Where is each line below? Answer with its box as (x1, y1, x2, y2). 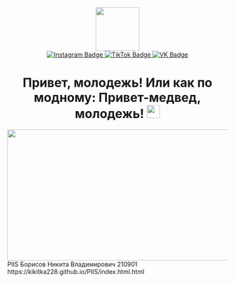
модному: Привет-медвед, (34, 90, 201, 106)
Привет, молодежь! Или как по (22, 75, 213, 91)
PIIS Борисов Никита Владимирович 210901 (7, 260, 138, 268)
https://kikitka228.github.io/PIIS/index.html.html (7, 267, 145, 275)
